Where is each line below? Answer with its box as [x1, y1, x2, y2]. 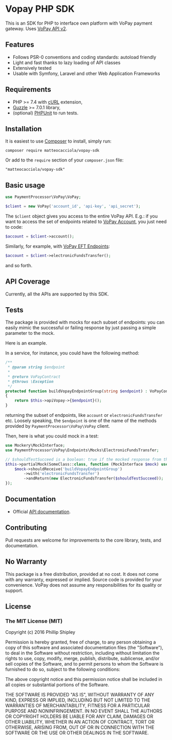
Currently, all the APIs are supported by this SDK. [5, 291, 109, 297]
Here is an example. [5, 340, 48, 346]
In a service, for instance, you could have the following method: [5, 350, 139, 356]
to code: [5, 224, 23, 230]
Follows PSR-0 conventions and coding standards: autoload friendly [12, 54, 157, 60]
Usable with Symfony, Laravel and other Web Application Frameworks [12, 70, 160, 76]
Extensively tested [12, 65, 52, 71]
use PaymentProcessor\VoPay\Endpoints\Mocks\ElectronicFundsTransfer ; [5, 447, 159, 453]
